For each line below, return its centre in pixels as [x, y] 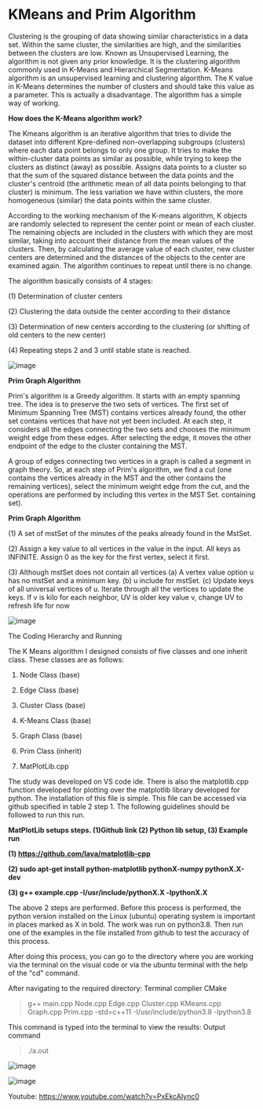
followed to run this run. [46, 814]
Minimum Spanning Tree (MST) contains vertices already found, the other [127, 412]
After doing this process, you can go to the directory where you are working [131, 956]
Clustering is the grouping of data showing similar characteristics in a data [128, 36]
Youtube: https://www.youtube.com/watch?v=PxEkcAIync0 [104, 1096]
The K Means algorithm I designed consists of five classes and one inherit [128, 651]
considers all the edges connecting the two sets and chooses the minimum [130, 429]
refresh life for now [39, 605]
